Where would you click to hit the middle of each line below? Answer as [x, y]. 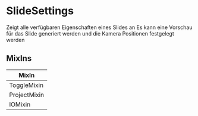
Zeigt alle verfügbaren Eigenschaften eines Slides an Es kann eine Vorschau [99, 27]
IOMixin [20, 104]
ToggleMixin [26, 85]
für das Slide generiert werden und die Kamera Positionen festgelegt [90, 33]
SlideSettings [40, 11]
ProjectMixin [27, 95]
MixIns [19, 58]
